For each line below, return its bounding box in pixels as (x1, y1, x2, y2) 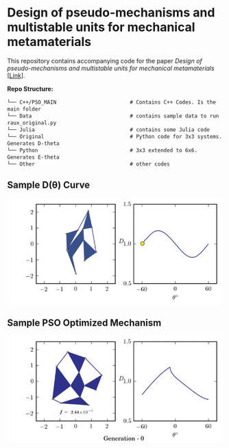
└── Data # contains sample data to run (7, 112, 219, 120)
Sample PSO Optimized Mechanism (7, 317, 162, 329)
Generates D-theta (7, 139, 60, 147)
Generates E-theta (7, 153, 60, 161)
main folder (7, 105, 41, 113)
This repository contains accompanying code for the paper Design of (7, 56, 202, 65)
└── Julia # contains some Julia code (7, 126, 210, 133)
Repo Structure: (7, 85, 53, 93)
